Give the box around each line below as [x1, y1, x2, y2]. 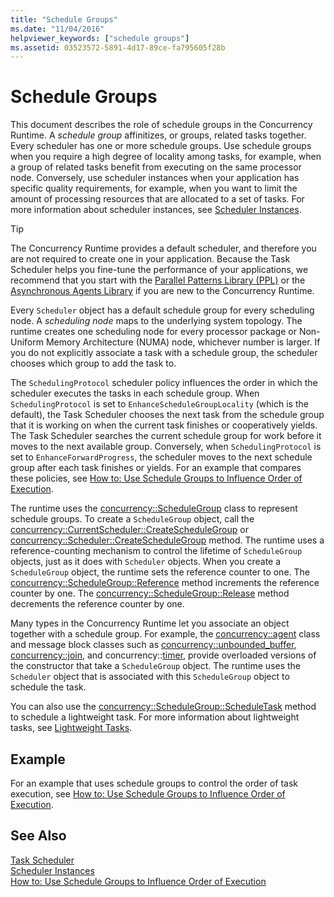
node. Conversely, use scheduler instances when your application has [10, 172, 300, 184]
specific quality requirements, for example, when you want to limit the [10, 182, 298, 195]
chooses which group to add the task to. [10, 357, 177, 370]
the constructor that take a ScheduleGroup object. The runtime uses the [10, 660, 302, 672]
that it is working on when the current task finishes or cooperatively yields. [10, 419, 318, 431]
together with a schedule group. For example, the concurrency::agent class [10, 628, 321, 640]
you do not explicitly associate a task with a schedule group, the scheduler [10, 347, 318, 359]
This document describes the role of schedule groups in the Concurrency [10, 119, 313, 131]
